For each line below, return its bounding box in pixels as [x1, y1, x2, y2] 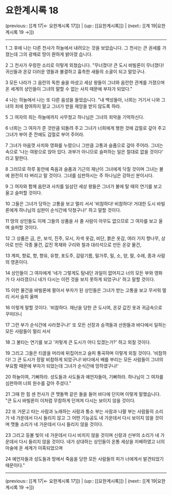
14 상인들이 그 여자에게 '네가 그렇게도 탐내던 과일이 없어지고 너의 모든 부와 [5, 270, 154, 276]
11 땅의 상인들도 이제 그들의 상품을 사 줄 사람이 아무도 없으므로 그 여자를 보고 [5, 217, 158, 224]
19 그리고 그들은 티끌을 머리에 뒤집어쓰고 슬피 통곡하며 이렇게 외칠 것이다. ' [5, 350, 155, 356]
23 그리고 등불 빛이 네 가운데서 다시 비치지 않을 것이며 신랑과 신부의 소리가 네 [5, 432, 160, 438]
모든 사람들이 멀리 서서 [5, 328, 51, 334]
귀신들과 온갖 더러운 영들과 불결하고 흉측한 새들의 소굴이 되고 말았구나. [5, 68, 146, 74]
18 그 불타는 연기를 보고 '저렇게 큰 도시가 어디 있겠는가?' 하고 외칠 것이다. [5, 339, 151, 345]
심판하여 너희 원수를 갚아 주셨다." [5, 380, 72, 386]
